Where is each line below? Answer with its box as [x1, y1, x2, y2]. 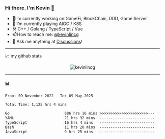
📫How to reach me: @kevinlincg [12, 31, 79, 37]
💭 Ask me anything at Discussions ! [12, 39, 82, 45]
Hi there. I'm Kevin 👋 [5, 4, 55, 11]
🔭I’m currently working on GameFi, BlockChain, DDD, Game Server [12, 16, 147, 22]
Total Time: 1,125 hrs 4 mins [5, 102, 67, 107]
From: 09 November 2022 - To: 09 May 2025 [5, 93, 93, 98]
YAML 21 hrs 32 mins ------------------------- [5, 115, 155, 121]
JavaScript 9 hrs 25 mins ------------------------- [5, 129, 155, 134]
